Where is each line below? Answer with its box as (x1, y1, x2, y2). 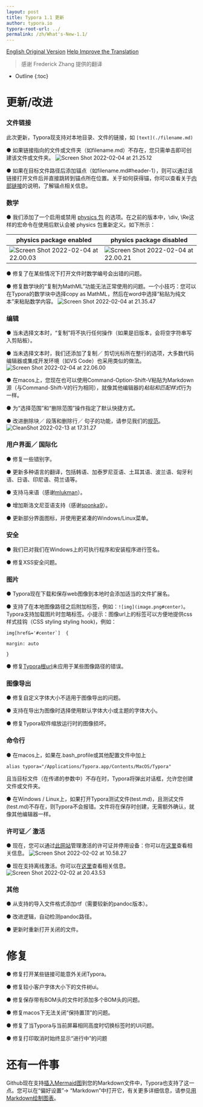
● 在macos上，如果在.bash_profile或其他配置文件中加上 (6, 751, 146, 759)
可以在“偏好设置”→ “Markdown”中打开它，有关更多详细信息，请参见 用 (22, 1087, 196, 1094)
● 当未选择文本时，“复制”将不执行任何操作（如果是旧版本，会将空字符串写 (6, 329, 192, 336)
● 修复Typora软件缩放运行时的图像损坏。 (6, 720, 110, 727)
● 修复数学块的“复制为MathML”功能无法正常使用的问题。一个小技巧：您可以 (6, 282, 196, 290)
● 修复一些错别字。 (6, 455, 56, 463)
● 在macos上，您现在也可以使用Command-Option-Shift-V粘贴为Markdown (6, 376, 195, 384)
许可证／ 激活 (6, 827, 45, 835)
